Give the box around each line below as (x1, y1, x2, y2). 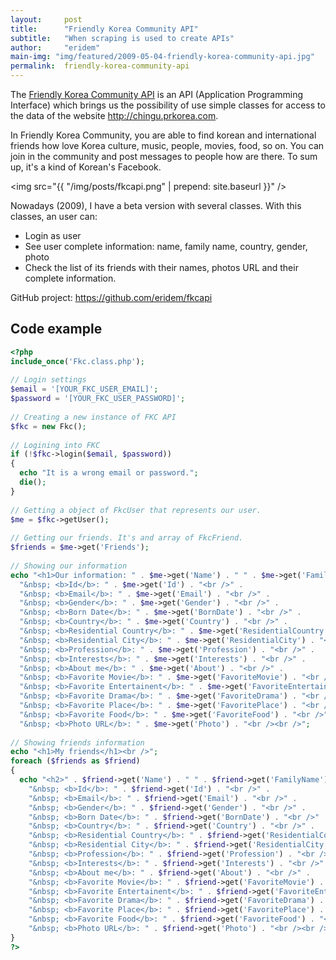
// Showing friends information (10, 737, 145, 748)
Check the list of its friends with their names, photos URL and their (24, 262, 299, 273)
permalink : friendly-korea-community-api (10, 61, 190, 71)
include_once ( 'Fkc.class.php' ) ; (10, 356, 145, 366)
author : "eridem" (10, 42, 101, 53)
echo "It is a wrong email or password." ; (19, 468, 199, 478)
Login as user (24, 230, 82, 241)
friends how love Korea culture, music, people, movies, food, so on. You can (10, 140, 325, 151)
